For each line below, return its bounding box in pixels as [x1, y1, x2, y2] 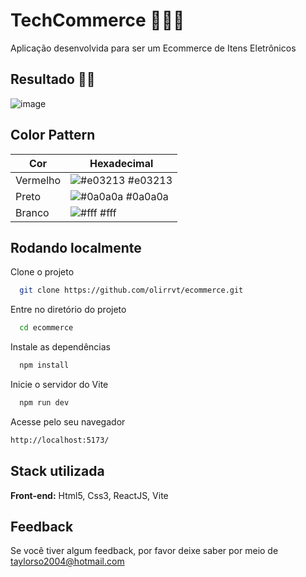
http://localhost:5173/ [10, 435, 110, 445]
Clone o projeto [10, 266, 75, 278]
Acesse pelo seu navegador [10, 415, 126, 428]
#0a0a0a [125, 189, 169, 203]
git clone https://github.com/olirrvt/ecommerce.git [19, 285, 244, 296]
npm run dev [19, 398, 70, 408]
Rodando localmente [10, 239, 142, 256]
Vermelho [15, 173, 62, 187]
